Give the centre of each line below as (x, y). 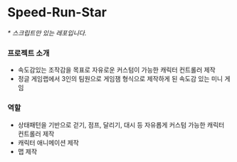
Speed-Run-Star (57, 12)
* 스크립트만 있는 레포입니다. (47, 33)
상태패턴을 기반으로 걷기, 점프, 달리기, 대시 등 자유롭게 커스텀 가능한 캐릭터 (121, 124)
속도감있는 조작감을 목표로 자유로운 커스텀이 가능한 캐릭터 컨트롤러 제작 (116, 70)
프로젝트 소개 (28, 53)
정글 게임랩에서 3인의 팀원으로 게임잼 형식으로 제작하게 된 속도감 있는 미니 (120, 79)
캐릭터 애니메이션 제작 (48, 142)
